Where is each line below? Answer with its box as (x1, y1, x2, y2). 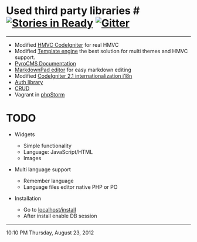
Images (23, 154, 42, 161)
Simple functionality (23, 142, 72, 149)
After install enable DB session (23, 212, 97, 219)
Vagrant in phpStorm (14, 91, 65, 98)
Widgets (14, 130, 35, 138)
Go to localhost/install (23, 206, 76, 213)
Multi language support (14, 165, 72, 173)
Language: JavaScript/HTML (23, 148, 93, 155)
